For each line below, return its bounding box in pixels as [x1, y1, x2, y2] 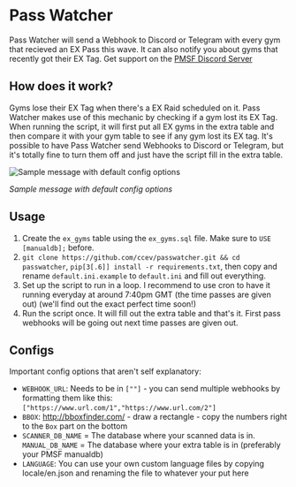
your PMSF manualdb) [21, 449, 104, 460]
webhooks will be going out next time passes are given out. [21, 317, 239, 328]
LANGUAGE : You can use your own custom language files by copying [21, 459, 265, 469]
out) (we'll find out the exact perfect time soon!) [21, 298, 197, 309]
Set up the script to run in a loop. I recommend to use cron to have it [21, 279, 271, 290]
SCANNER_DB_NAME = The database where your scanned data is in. [21, 430, 256, 441]
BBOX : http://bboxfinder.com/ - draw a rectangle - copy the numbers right [21, 412, 287, 422]
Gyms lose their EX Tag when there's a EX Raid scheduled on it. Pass [9, 103, 261, 113]
